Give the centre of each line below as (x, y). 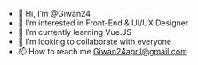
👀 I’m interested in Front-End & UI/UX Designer (103, 23)
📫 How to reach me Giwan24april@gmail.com (103, 51)
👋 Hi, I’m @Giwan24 (54, 14)
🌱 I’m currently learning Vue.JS (74, 32)
